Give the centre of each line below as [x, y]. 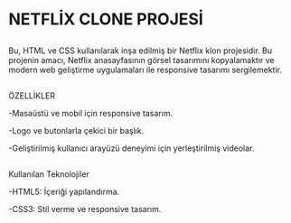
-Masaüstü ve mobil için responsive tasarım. [91, 113]
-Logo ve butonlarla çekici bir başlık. [76, 130]
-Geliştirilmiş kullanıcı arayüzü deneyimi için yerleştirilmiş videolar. [131, 148]
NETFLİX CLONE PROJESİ [106, 19]
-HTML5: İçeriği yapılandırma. [64, 192]
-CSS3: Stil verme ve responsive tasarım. [85, 209]
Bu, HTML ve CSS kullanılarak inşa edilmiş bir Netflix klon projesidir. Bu [141, 51]
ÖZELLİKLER [32, 96]
